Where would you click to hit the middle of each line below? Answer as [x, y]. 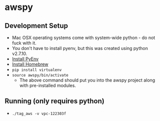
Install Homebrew [30, 64]
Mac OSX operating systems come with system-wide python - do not [84, 37]
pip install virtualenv [37, 70]
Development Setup [36, 26]
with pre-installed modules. [48, 85]
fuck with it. [24, 43]
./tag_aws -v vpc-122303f [39, 113]
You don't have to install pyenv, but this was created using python [80, 48]
